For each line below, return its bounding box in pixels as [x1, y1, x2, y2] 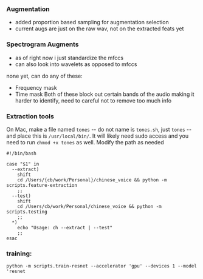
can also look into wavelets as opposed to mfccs [15, 60, 137, 68]
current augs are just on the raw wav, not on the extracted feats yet [15, 25, 184, 32]
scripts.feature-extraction [6, 182, 78, 188]
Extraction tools [6, 112, 55, 120]
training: [6, 249, 32, 258]
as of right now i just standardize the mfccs [15, 54, 124, 61]
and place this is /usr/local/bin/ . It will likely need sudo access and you [6, 132, 189, 139]
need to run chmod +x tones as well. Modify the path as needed [6, 138, 164, 146]
